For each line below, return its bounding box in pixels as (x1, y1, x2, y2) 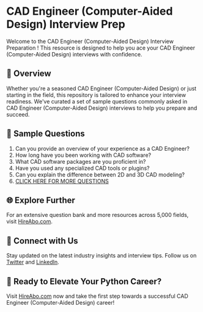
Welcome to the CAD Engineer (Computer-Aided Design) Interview (6, 37, 174, 45)
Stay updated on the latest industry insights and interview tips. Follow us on (6, 252, 197, 259)
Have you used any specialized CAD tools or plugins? (15, 164, 150, 172)
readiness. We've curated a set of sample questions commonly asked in (6, 97, 188, 105)
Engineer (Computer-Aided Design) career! (6, 299, 115, 306)
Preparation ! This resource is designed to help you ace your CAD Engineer (6, 44, 196, 51)
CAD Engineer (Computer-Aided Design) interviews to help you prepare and (6, 104, 197, 112)
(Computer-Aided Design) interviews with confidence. (6, 50, 142, 58)
